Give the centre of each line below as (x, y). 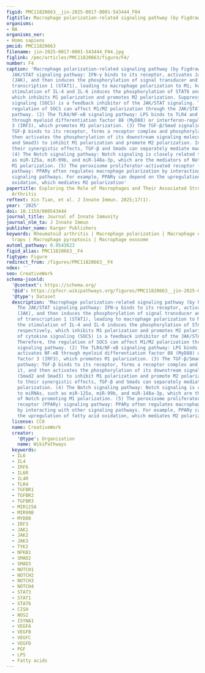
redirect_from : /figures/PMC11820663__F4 (60, 262)
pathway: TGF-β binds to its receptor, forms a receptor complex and (108, 365)
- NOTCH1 (23, 570)
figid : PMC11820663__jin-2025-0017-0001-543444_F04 (73, 12)
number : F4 (20, 63)
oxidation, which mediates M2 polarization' (69, 183)
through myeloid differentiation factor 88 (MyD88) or (83, 120)
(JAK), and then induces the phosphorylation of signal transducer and (105, 80)
